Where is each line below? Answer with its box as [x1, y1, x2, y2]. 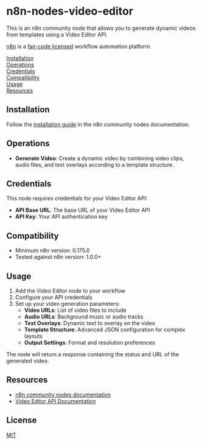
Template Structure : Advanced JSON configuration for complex [24, 326, 186, 333]
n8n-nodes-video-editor [6, 4, 134, 18]
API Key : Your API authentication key [15, 213, 108, 220]
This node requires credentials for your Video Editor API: [6, 195, 148, 202]
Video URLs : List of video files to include [24, 306, 127, 314]
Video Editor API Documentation [15, 397, 96, 404]
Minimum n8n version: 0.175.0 [15, 247, 90, 254]
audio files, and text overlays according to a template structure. [15, 161, 175, 168]
